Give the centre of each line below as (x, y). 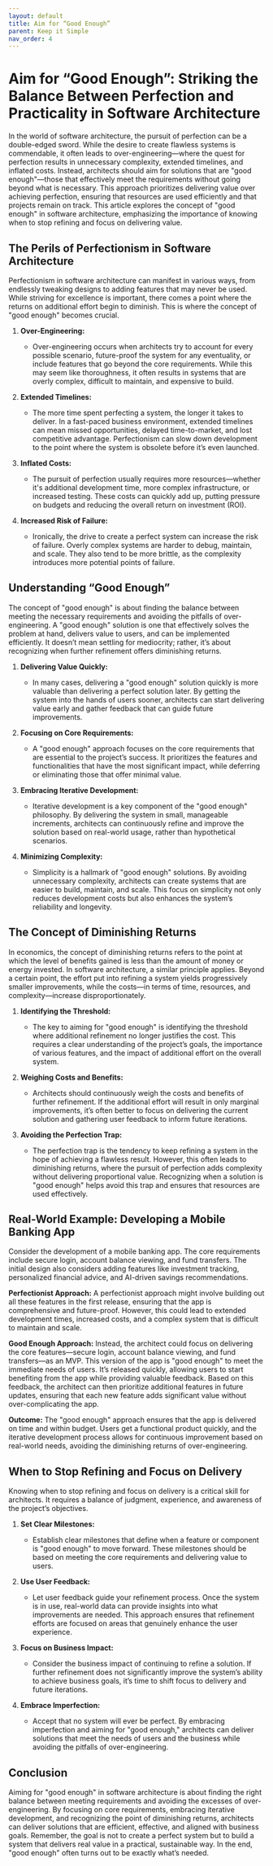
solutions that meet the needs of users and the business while (136, 1738)
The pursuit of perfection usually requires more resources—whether (147, 479)
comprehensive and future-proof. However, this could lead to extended (127, 1311)
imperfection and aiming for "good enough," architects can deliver (143, 1730)
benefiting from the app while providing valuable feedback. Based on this (131, 1378)
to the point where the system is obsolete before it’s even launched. (146, 447)
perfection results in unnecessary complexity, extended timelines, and (126, 162)
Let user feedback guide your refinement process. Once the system (146, 1597)
